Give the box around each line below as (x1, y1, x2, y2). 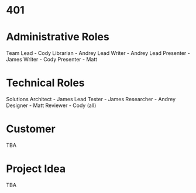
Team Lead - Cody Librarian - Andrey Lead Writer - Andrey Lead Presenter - (6, 50, 190, 57)
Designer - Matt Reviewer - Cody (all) (6, 102, 97, 109)
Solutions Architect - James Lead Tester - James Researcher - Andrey (6, 96, 176, 103)
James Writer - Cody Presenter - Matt (6, 56, 98, 63)
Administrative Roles (6, 30, 109, 44)
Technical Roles (6, 77, 85, 89)
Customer (6, 122, 56, 136)
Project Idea (6, 162, 66, 175)
